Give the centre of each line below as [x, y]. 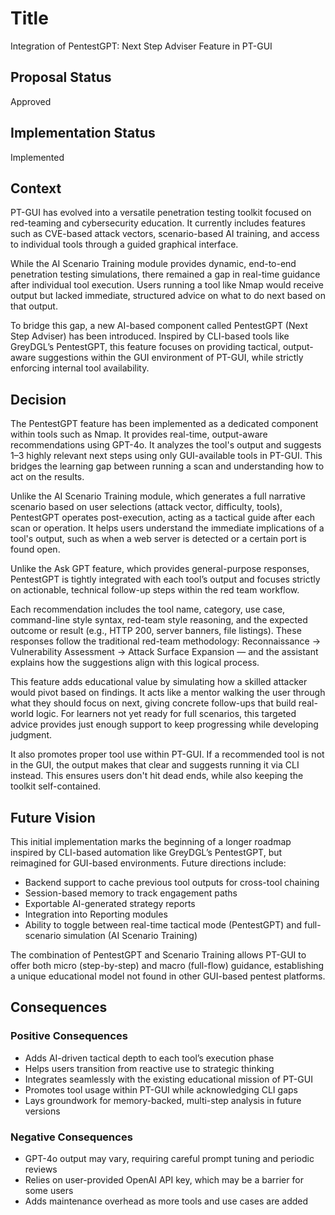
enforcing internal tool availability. [80, 368]
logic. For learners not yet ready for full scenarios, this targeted [166, 714]
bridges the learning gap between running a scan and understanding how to [167, 466]
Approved [31, 101]
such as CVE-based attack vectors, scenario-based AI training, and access [165, 234]
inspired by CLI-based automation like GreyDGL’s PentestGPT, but [146, 852]
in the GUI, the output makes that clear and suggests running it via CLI [155, 765]
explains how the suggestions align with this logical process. [135, 663]
